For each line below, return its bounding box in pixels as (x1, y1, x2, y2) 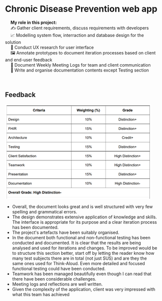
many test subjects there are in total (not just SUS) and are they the (12, 255, 147, 261)
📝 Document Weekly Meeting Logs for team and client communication (10, 62, 151, 68)
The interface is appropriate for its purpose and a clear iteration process (12, 219, 157, 225)
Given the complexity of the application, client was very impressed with (12, 286, 156, 292)
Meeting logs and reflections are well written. (12, 281, 103, 287)
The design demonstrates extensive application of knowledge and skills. (12, 214, 157, 220)
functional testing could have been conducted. (12, 266, 106, 272)
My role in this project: (10, 19, 57, 25)
